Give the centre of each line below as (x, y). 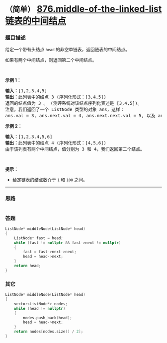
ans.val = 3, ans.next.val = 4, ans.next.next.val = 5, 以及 (80, 116)
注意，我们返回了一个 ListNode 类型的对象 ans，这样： (65, 109)
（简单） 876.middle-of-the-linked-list (83, 9)
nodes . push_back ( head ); (47, 318)
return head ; (28, 266)
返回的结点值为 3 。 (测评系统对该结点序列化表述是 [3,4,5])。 (74, 103)
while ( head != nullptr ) (40, 308)
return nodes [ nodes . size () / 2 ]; (49, 332)
